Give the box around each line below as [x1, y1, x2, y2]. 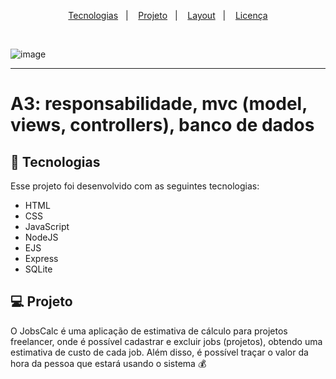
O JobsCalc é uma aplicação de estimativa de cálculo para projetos [10, 325, 288, 337]
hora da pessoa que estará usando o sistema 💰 [10, 357, 207, 369]
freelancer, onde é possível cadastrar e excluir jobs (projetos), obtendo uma [10, 335, 323, 347]
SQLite [24, 263, 53, 275]
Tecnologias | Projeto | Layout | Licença [68, 10, 268, 21]
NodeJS [24, 231, 59, 243]
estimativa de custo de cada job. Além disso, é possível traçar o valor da [10, 346, 309, 358]
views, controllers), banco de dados [10, 114, 315, 137]
